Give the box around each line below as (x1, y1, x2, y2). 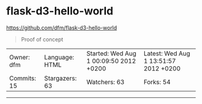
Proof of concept (20, 35, 64, 43)
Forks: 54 (143, 78, 171, 86)
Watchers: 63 (86, 78, 125, 86)
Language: (44, 53, 75, 61)
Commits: (9, 74, 37, 82)
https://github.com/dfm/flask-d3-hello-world (6, 24, 117, 31)
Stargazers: (44, 74, 77, 82)
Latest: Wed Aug (143, 49, 191, 58)
